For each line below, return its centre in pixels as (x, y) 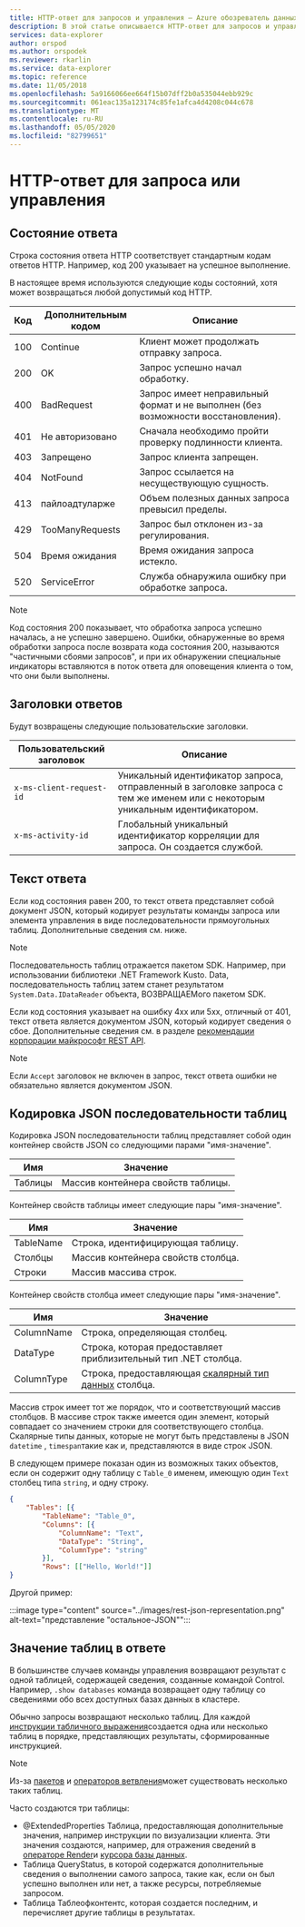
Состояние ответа (64, 234)
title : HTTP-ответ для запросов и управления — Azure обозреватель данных (154, 18)
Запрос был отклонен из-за (201, 524)
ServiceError (68, 582)
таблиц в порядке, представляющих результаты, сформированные (139, 1735)
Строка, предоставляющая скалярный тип (175, 1373)
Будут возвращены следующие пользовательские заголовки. (129, 726)
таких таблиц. (36, 1790)
